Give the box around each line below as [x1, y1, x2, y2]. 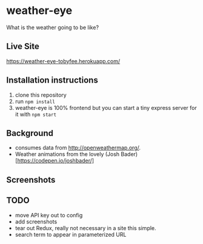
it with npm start [15, 110, 56, 118]
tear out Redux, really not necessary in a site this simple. [15, 224, 156, 231]
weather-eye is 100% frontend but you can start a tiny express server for [15, 104, 197, 111]
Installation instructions [6, 75, 98, 86]
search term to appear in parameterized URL [15, 231, 127, 238]
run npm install [15, 98, 56, 105]
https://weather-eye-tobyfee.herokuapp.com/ [6, 57, 121, 64]
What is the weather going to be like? [6, 24, 99, 31]
